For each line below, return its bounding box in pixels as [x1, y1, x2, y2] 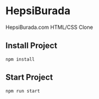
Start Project [5, 72, 54, 82]
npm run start [5, 88, 41, 94]
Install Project [5, 41, 57, 51]
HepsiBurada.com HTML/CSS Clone [5, 24, 94, 31]
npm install [5, 56, 35, 62]
